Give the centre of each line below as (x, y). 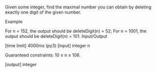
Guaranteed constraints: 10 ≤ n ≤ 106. (43, 55)
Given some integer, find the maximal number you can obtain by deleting (78, 7)
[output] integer (21, 64)
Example (14, 22)
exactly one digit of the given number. (43, 12)
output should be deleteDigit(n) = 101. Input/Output (56, 36)
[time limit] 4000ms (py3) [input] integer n (48, 45)
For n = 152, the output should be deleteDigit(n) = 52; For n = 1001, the (76, 31)
